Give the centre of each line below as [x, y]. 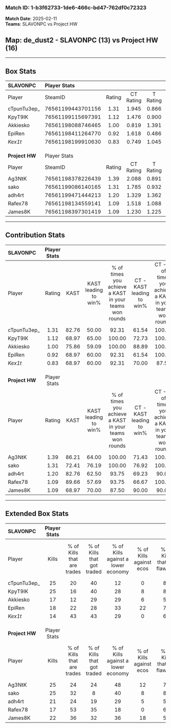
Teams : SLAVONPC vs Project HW [41, 24]
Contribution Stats [35, 235]
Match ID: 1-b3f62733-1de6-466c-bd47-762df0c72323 [76, 8]
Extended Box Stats [37, 514]
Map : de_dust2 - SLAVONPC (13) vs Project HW [82, 40]
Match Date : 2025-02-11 [31, 19]
